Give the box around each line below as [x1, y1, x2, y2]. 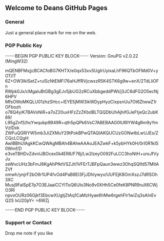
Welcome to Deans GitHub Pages [5, 4, 108, 12]
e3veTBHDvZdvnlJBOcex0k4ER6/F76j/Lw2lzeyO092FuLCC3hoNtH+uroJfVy [5, 151, 159, 156]
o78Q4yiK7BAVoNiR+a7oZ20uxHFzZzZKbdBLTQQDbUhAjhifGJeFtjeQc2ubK [5, 109, 159, 115]
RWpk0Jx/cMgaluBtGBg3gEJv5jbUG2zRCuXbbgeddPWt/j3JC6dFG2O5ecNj [5, 88, 159, 94]
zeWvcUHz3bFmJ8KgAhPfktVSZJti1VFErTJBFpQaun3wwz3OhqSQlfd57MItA [5, 161, 159, 167]
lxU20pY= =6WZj [15, 197, 49, 203]
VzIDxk [5, 125, 20, 131]
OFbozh [5, 104, 21, 110]
